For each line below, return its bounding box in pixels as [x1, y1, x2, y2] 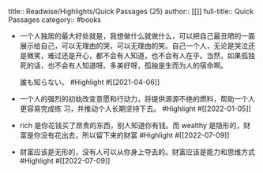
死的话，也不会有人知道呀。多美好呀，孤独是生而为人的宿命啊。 [19, 61, 227, 70]
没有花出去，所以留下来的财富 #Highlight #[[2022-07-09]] [40, 131, 231, 140]
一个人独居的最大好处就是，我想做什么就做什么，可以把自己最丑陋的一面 [19, 31, 255, 40]
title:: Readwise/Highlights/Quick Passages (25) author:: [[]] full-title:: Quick [8, 7, 254, 16]
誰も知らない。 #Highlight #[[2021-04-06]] [19, 78, 160, 86]
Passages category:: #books [8, 15, 101, 24]
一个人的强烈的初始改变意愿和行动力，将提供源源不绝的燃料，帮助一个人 [19, 94, 255, 103]
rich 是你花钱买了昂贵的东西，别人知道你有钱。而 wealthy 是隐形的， [19, 121, 244, 130]
